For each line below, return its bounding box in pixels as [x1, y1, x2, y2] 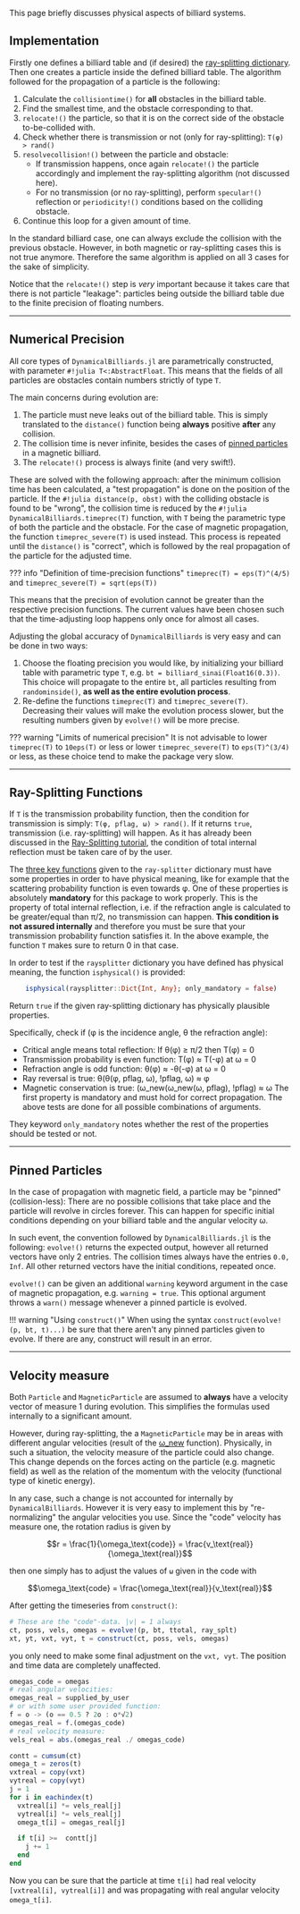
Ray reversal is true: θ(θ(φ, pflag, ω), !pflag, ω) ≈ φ [21, 1073, 210, 1084]
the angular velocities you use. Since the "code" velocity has [57, 1512, 281, 1522]
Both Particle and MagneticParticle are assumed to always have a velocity [9, 1391, 288, 1402]
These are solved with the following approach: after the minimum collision [9, 474, 281, 485]
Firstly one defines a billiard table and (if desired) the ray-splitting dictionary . [9, 57, 291, 68]
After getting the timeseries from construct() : [9, 1600, 179, 1611]
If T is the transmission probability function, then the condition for [9, 809, 250, 819]
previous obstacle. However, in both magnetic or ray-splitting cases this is [9, 241, 281, 253]
